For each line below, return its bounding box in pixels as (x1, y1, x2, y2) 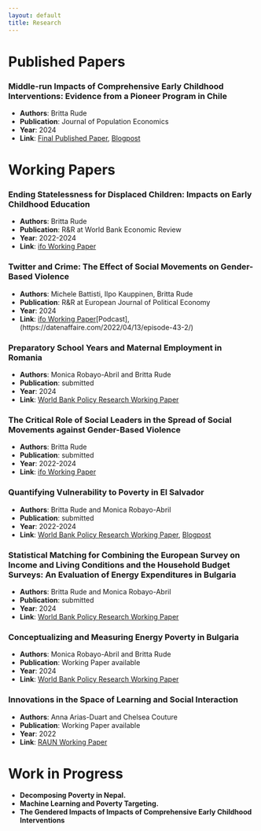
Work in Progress (8, 764, 123, 782)
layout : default (8, 11, 61, 20)
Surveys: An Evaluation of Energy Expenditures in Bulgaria (8, 569, 237, 580)
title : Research (8, 19, 61, 27)
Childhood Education (8, 199, 90, 210)
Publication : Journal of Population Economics (19, 116, 169, 126)
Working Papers (8, 161, 116, 179)
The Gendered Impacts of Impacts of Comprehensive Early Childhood (19, 807, 252, 817)
